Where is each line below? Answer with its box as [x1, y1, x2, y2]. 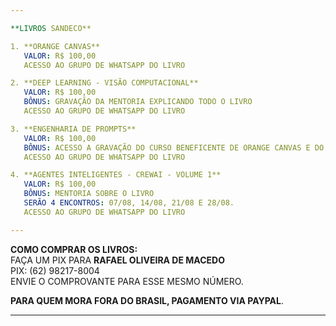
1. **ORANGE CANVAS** [10, 41, 101, 51]
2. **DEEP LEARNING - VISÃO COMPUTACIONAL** [10, 78, 199, 88]
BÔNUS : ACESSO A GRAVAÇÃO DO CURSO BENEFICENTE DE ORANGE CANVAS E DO [23, 142, 325, 153]
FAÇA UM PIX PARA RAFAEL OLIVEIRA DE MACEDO [10, 254, 225, 266]
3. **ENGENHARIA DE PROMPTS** [10, 124, 137, 134]
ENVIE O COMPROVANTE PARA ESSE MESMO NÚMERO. [10, 275, 244, 287]
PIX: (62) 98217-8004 [10, 264, 100, 276]
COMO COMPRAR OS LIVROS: [10, 243, 138, 255]
